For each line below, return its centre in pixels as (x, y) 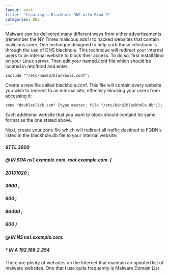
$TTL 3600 (17, 147)
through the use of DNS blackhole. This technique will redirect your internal (84, 50)
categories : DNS (22, 19)
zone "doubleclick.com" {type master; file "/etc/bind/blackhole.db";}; (84, 105)
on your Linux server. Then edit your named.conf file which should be (78, 61)
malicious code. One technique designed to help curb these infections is (81, 45)
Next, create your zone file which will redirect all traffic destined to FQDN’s (83, 130)
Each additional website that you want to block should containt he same (80, 115)
